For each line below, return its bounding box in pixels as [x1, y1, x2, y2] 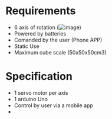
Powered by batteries [14, 30, 67, 37]
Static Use [14, 43, 39, 50]
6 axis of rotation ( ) [14, 24, 82, 31]
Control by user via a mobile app [14, 102, 94, 109]
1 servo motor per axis [14, 89, 68, 96]
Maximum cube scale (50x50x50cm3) [14, 49, 107, 56]
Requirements [5, 4, 76, 18]
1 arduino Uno [14, 95, 48, 102]
